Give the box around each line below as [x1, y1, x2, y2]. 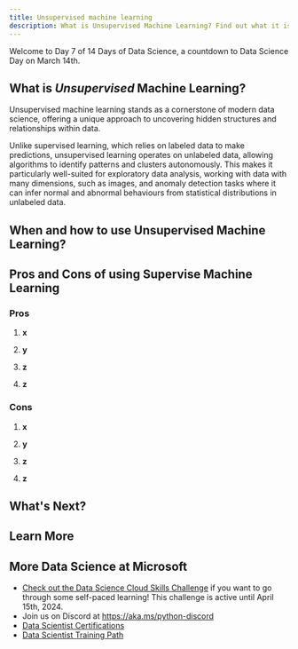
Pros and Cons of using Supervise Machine [9, 267, 253, 282]
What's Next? [9, 499, 87, 514]
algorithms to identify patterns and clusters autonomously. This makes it [9, 159, 273, 170]
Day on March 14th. [9, 55, 81, 66]
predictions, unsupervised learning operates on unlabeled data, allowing [9, 150, 273, 161]
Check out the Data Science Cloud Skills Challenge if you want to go [21, 582, 272, 593]
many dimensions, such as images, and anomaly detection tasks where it [9, 178, 277, 189]
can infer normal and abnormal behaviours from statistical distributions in [9, 187, 278, 198]
